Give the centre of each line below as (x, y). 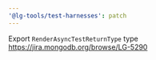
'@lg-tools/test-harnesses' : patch (68, 16)
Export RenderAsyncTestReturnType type (73, 38)
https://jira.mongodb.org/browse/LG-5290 (78, 47)
